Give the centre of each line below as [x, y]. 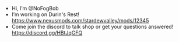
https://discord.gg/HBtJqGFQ [47, 33]
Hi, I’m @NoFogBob [35, 8]
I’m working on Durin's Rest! [45, 14]
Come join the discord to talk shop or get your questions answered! [92, 26]
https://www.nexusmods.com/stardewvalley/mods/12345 [80, 20]
